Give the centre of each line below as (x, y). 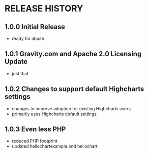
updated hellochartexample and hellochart (55, 146)
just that (20, 73)
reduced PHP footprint (34, 141)
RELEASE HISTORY (44, 9)
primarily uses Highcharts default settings (54, 114)
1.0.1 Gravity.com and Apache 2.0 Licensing (73, 54)
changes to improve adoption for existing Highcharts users (71, 108)
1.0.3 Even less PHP (35, 129)
